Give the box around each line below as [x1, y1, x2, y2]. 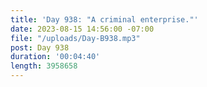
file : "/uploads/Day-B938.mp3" [10, 33, 141, 43]
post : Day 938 [10, 42, 70, 53]
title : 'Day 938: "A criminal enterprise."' [10, 14, 199, 25]
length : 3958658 [10, 61, 78, 71]
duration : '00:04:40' [10, 52, 101, 62]
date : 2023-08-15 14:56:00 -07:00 [10, 24, 155, 34]
